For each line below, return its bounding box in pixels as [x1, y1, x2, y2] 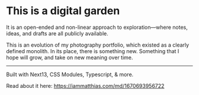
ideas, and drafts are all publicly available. [6, 30, 108, 37]
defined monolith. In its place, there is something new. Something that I [6, 47, 179, 54]
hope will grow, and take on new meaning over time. [6, 54, 133, 61]
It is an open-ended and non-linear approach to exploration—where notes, [6, 24, 188, 31]
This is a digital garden [6, 4, 120, 18]
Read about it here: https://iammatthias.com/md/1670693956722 [6, 82, 165, 89]
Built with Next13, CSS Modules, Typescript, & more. [6, 71, 134, 78]
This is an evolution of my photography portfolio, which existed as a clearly [6, 41, 190, 48]
